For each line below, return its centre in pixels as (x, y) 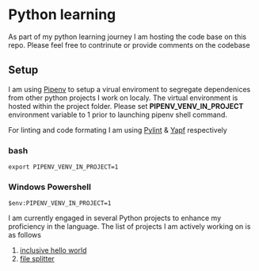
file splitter (37, 259)
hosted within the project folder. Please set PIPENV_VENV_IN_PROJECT (126, 106)
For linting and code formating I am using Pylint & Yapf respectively (118, 130)
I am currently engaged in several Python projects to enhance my (115, 218)
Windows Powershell (50, 187)
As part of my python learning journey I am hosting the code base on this (128, 37)
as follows (25, 235)
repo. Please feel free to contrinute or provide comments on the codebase (129, 45)
